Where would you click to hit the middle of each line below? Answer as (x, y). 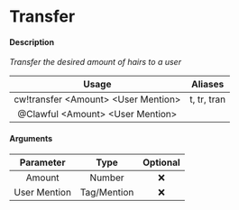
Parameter (42, 162)
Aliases (207, 85)
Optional (161, 162)
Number (107, 178)
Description (32, 41)
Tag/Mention (107, 192)
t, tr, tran (207, 99)
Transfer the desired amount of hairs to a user (96, 62)
